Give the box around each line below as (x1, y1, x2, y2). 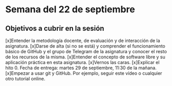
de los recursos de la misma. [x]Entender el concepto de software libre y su (5, 54, 166, 60)
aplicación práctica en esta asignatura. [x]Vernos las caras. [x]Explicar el (5, 59, 160, 65)
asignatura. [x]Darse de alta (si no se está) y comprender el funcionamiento (5, 43, 166, 49)
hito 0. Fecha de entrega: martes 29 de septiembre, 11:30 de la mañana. (5, 65, 157, 71)
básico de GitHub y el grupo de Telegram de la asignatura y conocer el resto (5, 49, 167, 54)
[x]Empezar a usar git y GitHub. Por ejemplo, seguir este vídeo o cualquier (5, 70, 163, 76)
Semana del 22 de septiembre (5, 4, 135, 15)
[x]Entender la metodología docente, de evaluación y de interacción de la (5, 37, 160, 44)
